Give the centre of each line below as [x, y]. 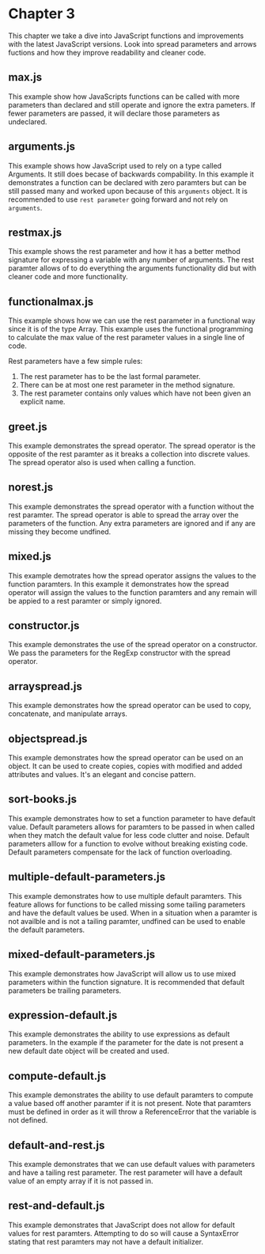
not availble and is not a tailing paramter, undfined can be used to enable [127, 921]
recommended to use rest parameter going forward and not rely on [118, 199]
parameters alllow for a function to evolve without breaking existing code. [128, 843]
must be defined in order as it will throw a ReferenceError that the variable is [132, 1112]
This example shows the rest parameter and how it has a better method [125, 252]
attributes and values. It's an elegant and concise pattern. [102, 775]
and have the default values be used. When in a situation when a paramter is [133, 913]
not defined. [28, 1120]
